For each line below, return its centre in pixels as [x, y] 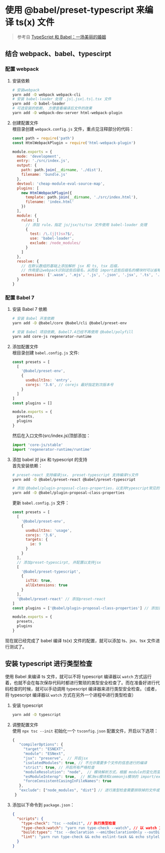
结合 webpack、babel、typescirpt [58, 54]
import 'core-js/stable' [38, 445]
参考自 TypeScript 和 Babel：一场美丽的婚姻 [62, 37]
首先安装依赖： [27, 466]
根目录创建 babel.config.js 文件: [46, 353]
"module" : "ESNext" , [44, 754]
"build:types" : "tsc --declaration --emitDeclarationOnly [82, 832]
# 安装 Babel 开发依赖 [33, 319]
